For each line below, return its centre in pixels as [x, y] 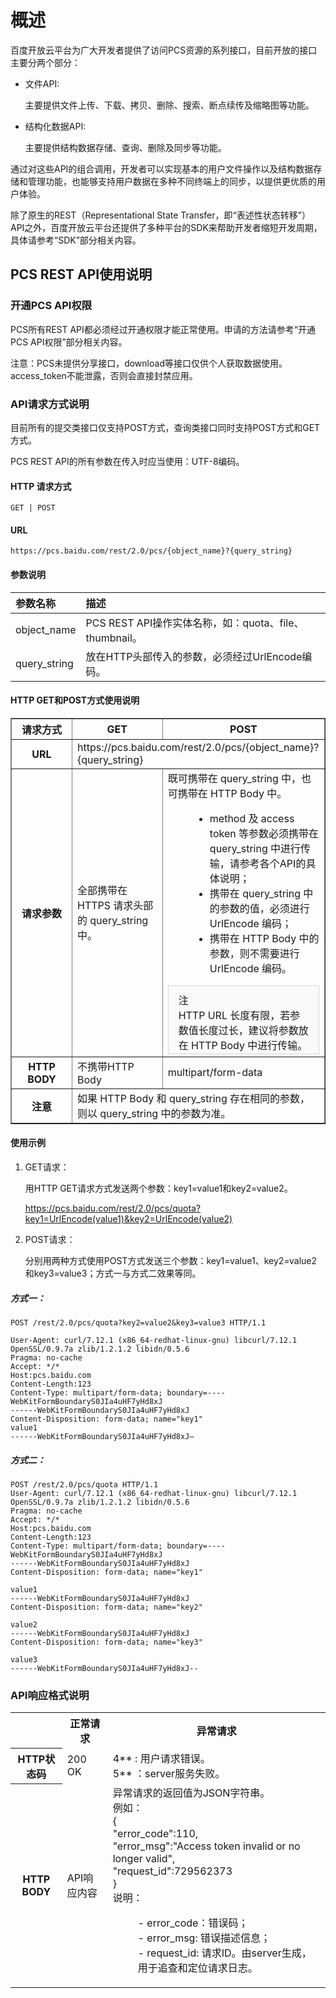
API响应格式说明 [50, 1695]
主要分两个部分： [45, 62]
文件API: [42, 83]
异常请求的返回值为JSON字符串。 [191, 1793]
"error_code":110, [155, 1834]
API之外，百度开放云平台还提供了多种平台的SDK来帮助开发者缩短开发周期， [166, 227]
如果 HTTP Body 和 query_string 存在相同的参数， [194, 1098]
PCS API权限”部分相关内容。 [69, 342]
